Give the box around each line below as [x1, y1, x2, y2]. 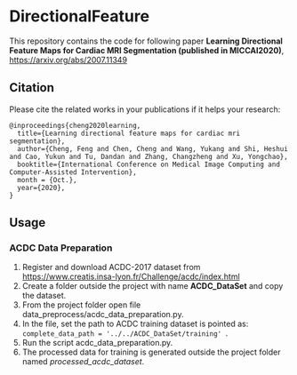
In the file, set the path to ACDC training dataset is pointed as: [21, 318, 249, 330]
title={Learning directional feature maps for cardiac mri [17, 129, 241, 138]
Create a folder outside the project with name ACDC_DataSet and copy [21, 281, 284, 291]
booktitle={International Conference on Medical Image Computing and [17, 160, 280, 169]
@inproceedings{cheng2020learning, [9, 121, 141, 130]
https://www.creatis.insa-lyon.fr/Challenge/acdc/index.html [21, 271, 240, 282]
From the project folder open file [21, 299, 141, 310]
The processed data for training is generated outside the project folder [21, 347, 281, 357]
